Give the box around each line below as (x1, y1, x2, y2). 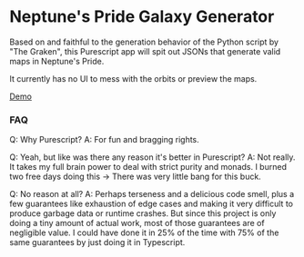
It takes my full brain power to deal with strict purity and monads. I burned (9, 162, 287, 173)
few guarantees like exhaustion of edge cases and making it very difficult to (9, 198, 294, 210)
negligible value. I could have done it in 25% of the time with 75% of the (9, 227, 279, 238)
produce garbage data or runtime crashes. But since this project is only (9, 208, 277, 219)
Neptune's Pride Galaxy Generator (9, 6, 275, 27)
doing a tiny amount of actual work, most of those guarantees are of (9, 218, 266, 229)
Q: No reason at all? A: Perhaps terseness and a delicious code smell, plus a (9, 189, 295, 200)
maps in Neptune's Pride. (9, 55, 105, 66)
